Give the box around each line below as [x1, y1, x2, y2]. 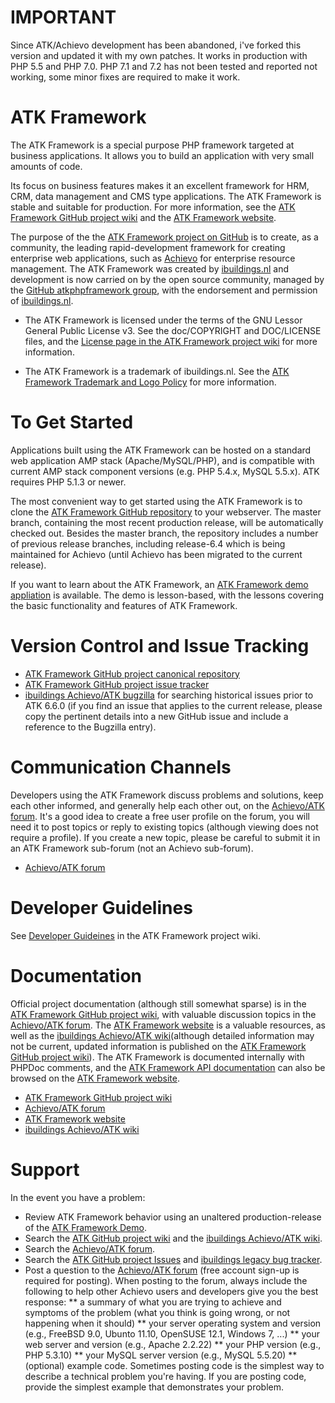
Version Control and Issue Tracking [10, 635, 310, 657]
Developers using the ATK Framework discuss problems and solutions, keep [10, 789, 324, 801]
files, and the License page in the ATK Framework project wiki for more [24, 335, 318, 347]
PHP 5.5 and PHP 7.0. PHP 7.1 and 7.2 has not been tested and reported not [10, 60, 318, 72]
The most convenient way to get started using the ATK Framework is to [10, 495, 303, 507]
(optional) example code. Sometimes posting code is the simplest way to [24, 1359, 325, 1371]
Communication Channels [10, 756, 232, 778]
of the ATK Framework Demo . [24, 1221, 147, 1233]
